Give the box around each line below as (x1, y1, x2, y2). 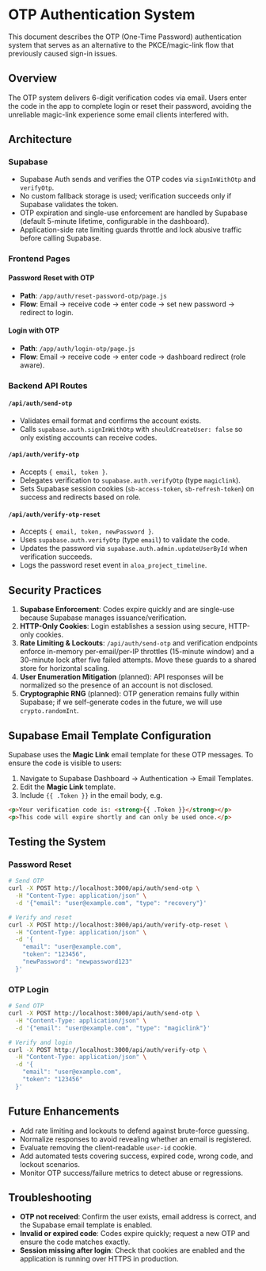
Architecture (8, 133, 73, 146)
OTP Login (8, 984, 49, 995)
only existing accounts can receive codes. (19, 433, 158, 442)
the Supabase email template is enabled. (19, 1220, 153, 1230)
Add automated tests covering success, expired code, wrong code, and (19, 1151, 253, 1161)
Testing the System (8, 835, 106, 849)
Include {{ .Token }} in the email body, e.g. (19, 790, 163, 799)
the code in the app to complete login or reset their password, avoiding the (8, 101, 252, 110)
